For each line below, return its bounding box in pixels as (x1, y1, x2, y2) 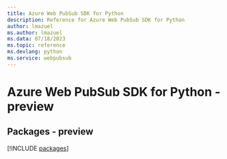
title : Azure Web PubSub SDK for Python (7, 10, 124, 17)
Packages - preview (7, 126, 94, 138)
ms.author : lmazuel (7, 29, 63, 36)
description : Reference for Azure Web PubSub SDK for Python (7, 16, 185, 23)
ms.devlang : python (7, 49, 63, 56)
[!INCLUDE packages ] (7, 144, 69, 152)
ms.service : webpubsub (7, 55, 72, 62)
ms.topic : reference (7, 42, 66, 49)
